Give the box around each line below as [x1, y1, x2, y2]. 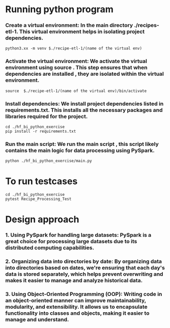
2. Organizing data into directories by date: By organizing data [5, 258, 162, 265]
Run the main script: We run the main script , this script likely [5, 141, 159, 147]
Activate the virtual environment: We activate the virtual [5, 57, 148, 65]
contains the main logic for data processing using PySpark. [5, 147, 155, 154]
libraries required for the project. [5, 113, 88, 120]
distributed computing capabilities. [5, 244, 94, 251]
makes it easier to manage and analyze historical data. [5, 277, 143, 284]
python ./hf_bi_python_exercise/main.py [5, 159, 93, 164]
